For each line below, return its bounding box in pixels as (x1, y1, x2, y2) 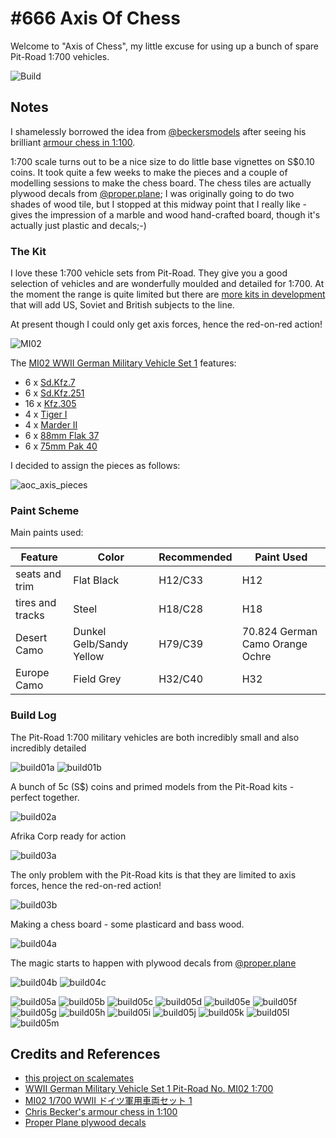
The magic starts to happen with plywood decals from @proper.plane (10, 957, 297, 969)
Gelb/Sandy (73, 637, 129, 651)
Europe (15, 666, 50, 680)
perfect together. (10, 791, 80, 803)
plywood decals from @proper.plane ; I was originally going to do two (10, 187, 295, 199)
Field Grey (73, 672, 122, 686)
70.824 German (241, 625, 318, 639)
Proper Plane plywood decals (24, 1117, 147, 1129)
